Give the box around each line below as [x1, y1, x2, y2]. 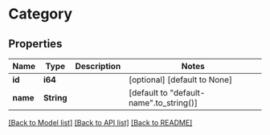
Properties [8, 37, 63, 51]
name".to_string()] [128, 97, 198, 108]
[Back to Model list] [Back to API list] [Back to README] [8, 118, 193, 127]
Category [8, 5, 73, 23]
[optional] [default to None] [128, 74, 233, 85]
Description [75, 61, 121, 72]
